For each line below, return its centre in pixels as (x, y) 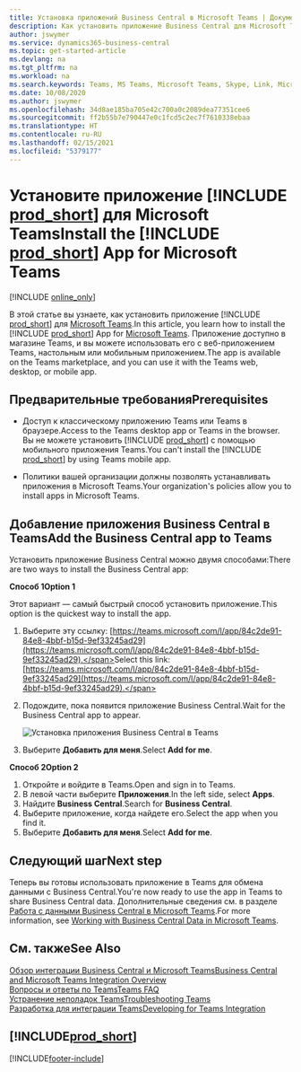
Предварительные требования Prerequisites (139, 399)
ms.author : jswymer (46, 101)
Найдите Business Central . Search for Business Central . (127, 804)
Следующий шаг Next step (86, 861)
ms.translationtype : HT (54, 127)
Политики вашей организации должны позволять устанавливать (146, 477)
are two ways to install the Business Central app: (99, 569)
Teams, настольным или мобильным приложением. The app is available (145, 352)
